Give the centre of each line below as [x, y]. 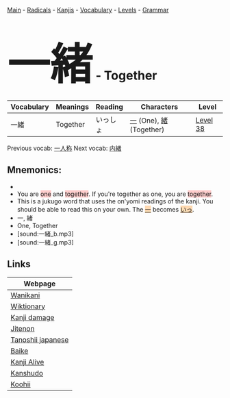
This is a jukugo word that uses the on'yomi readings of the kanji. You [115, 201]
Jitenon [23, 328]
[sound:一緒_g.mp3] [45, 242]
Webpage [40, 284]
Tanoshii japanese [40, 340]
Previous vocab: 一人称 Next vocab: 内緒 [64, 148]
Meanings [72, 107]
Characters [159, 107]
